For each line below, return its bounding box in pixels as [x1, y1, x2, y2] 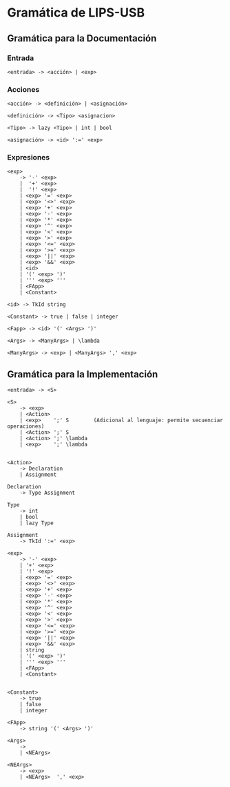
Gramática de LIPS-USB [7, 5, 145, 21]
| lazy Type [19, 520, 54, 527]
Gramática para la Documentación [7, 32, 157, 44]
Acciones [7, 84, 40, 94]
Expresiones [7, 153, 50, 162]
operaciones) [7, 423, 45, 430]
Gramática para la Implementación [7, 368, 158, 380]
